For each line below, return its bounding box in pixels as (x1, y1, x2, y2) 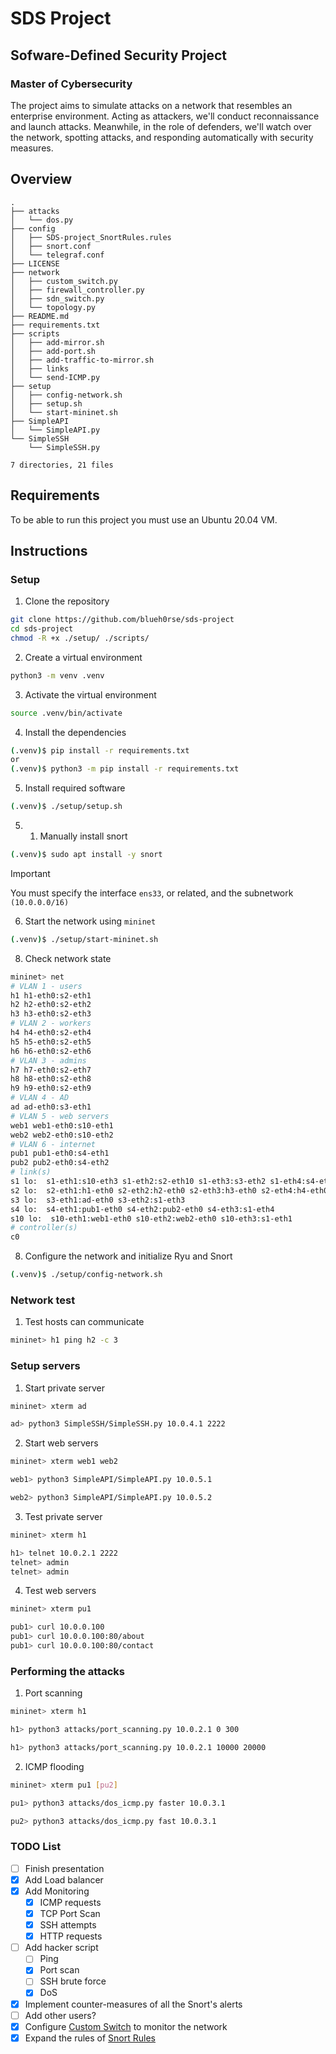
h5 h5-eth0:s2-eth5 (10, 1037, 92, 1047)
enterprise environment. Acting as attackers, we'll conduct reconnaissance (10, 110, 320, 122)
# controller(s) (10, 1223, 78, 1233)
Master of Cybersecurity (10, 77, 133, 91)
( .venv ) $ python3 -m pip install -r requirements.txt (10, 764, 240, 774)
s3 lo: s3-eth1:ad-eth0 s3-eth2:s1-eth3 (10, 1195, 186, 1205)
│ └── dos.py (10, 215, 74, 225)
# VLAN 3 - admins (10, 1055, 87, 1066)
